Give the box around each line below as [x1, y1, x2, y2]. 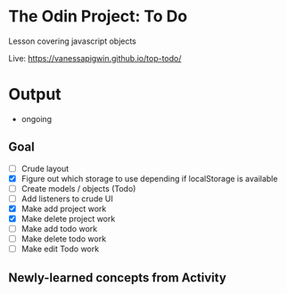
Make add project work [20, 203, 107, 214]
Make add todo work [20, 224, 98, 234]
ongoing [20, 113, 53, 124]
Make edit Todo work [20, 243, 100, 255]
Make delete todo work [20, 233, 107, 244]
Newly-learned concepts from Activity [8, 270, 226, 285]
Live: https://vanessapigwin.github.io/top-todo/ [8, 53, 182, 63]
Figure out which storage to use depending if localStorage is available [20, 173, 278, 184]
